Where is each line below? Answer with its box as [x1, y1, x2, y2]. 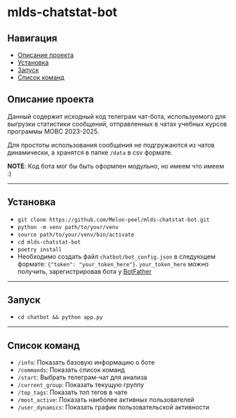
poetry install [17, 246, 63, 253]
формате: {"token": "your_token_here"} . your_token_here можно [17, 259, 209, 268]
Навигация [7, 32, 58, 44]
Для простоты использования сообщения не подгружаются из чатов [7, 141, 215, 149]
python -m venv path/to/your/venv [17, 223, 119, 230]
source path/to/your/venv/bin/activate [17, 231, 135, 238]
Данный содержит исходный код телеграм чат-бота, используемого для [7, 112, 226, 120]
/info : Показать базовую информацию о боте [17, 358, 155, 367]
